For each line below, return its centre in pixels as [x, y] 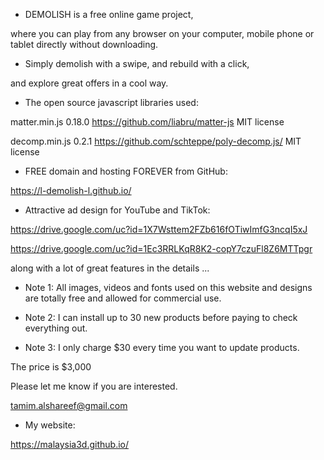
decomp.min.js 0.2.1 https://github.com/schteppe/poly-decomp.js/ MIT [156, 141]
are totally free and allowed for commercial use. [123, 298]
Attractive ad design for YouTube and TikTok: [117, 210]
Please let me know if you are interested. [94, 386]
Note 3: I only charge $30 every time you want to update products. [162, 347]
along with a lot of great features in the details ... [110, 268]
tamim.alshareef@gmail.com [69, 405]
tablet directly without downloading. [84, 44]
